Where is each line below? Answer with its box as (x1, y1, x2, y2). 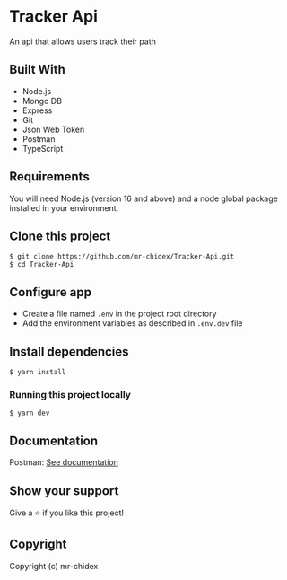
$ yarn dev (9, 409, 50, 418)
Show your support (9, 483, 119, 498)
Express (22, 105, 53, 116)
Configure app (9, 285, 92, 300)
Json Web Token (22, 124, 85, 135)
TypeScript (22, 143, 64, 154)
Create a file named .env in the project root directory (22, 308, 217, 320)
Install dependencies (9, 344, 129, 359)
